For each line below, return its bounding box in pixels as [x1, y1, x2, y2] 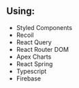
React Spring [16, 59, 53, 68]
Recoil [16, 31, 34, 39]
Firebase [16, 74, 42, 83]
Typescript [16, 67, 47, 75]
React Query [16, 38, 52, 46]
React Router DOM [16, 45, 69, 53]
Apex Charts [16, 53, 52, 61]
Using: [6, 5, 35, 17]
